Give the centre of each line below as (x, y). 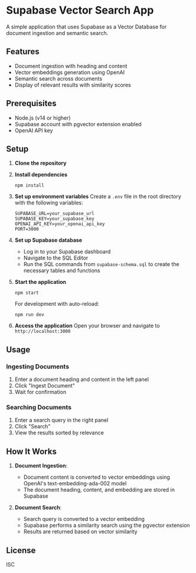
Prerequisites (31, 103)
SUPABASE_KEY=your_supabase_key (54, 219)
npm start (27, 293)
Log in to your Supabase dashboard (67, 252)
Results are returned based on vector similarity (80, 532)
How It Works (32, 451)
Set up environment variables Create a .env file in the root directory (98, 197)
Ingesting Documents (38, 366)
